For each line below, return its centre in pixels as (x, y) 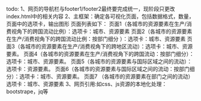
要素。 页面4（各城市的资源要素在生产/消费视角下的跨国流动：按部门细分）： (100, 54)
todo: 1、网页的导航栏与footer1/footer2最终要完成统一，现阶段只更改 (91, 9)
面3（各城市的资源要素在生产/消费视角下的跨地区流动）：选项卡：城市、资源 (100, 46)
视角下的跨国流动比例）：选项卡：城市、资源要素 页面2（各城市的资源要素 (102, 31)
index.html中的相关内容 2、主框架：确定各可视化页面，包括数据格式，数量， (100, 16)
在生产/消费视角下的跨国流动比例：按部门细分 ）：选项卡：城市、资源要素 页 (99, 39)
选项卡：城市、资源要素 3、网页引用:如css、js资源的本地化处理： (87, 84)
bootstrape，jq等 (27, 91)
